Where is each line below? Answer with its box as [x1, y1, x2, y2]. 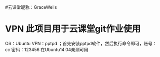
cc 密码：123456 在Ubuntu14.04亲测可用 [5, 46, 89, 53]
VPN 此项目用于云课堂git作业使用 [5, 24, 141, 34]
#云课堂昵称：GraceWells [5, 4, 57, 10]
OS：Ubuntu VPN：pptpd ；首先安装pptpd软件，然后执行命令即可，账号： [5, 40, 157, 46]
